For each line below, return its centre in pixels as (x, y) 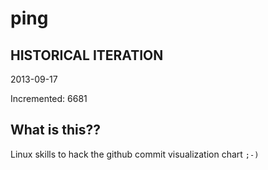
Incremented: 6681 (49, 98)
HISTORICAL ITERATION (87, 55)
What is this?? (55, 130)
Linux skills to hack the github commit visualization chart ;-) (135, 154)
